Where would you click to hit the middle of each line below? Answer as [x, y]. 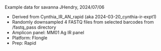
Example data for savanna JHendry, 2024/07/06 [55, 7]
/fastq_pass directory [34, 27]
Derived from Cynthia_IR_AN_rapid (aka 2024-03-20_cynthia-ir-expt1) [84, 17]
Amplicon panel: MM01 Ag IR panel [48, 32]
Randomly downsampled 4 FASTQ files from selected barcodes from [83, 22]
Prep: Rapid [24, 43]
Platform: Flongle [30, 38]
